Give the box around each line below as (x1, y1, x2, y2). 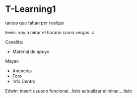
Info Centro (12, 78, 36, 84)
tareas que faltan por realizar (5, 20, 65, 26)
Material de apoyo (12, 49, 50, 54)
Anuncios (12, 68, 32, 74)
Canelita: (5, 39, 23, 45)
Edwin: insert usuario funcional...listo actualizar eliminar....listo (5, 88, 133, 94)
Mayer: (5, 58, 20, 64)
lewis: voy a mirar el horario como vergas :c (5, 29, 94, 35)
